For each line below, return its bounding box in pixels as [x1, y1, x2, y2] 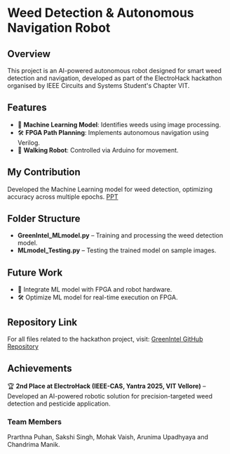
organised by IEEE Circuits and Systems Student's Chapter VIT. [7, 82, 190, 89]
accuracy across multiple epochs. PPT [7, 192, 119, 201]
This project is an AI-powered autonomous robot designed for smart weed [7, 67, 222, 74]
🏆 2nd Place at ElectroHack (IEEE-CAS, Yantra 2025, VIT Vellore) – [7, 382, 206, 390]
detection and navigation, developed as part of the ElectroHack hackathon [7, 74, 222, 82]
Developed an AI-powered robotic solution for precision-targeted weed [7, 391, 212, 400]
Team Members [7, 417, 62, 427]
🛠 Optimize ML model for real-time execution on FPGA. [17, 293, 178, 301]
